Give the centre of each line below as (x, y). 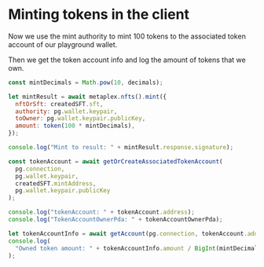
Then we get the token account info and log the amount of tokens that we (127, 60)
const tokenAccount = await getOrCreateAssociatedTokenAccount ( (115, 161)
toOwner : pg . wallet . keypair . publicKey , (81, 119)
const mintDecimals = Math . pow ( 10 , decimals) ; (86, 82)
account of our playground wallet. (63, 44)
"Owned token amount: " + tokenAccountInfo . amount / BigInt (115, 248)
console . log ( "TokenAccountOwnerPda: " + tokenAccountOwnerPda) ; (115, 220)
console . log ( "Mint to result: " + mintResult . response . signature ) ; (121, 148)
